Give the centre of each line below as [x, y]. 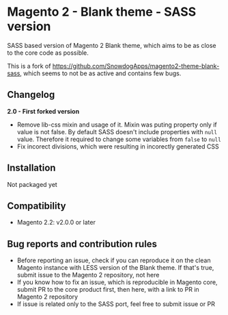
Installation [31, 168]
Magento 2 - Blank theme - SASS [102, 12]
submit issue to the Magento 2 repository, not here [88, 275]
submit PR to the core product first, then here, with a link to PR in [108, 290]
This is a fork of [29, 66]
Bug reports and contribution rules [82, 244]
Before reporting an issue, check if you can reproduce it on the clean [114, 260]
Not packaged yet [32, 184]
